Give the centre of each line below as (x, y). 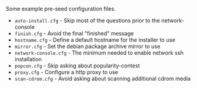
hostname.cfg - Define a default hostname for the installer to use (95, 40)
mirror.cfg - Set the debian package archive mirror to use (87, 46)
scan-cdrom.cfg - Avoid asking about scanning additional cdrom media (102, 79)
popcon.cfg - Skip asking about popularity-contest (77, 66)
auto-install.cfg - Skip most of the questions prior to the (87, 20)
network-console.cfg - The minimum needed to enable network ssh (99, 53)
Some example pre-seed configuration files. (61, 9)
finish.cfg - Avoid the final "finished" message (74, 33)
